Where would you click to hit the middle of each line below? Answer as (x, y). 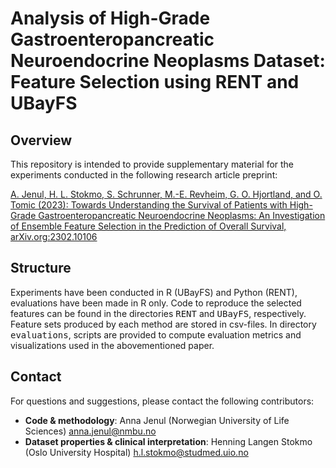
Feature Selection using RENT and (155, 82)
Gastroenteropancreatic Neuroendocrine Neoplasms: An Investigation (182, 215)
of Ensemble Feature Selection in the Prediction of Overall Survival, (148, 226)
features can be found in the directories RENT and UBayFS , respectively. (158, 313)
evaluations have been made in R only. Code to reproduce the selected (156, 303)
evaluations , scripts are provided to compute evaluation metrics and (156, 334)
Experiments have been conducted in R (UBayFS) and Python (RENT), (154, 292)
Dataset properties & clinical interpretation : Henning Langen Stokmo (168, 441)
